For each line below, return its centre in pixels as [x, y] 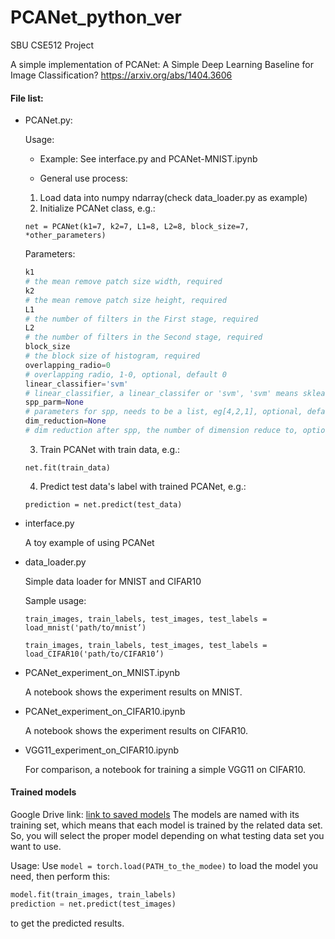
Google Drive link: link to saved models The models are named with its [155, 815]
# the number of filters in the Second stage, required [143, 337]
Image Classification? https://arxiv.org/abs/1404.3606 [121, 75]
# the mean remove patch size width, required [123, 282]
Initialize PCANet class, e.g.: [97, 208]
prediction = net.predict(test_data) [103, 504]
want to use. [36, 847]
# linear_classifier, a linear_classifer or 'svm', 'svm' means [161, 393]
